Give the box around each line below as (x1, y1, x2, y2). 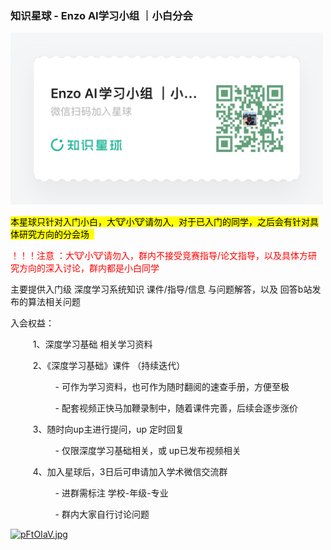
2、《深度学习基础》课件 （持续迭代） (32, 359, 186, 371)
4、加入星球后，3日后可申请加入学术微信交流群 (32, 465, 228, 477)
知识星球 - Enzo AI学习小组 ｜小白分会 (10, 8, 193, 22)
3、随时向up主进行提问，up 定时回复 (32, 423, 185, 435)
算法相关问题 (27, 295, 81, 307)
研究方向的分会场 (18, 228, 90, 240)
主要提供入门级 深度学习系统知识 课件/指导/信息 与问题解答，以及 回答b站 (10, 283, 313, 295)
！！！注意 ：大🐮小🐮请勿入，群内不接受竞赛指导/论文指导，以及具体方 (10, 249, 309, 261)
